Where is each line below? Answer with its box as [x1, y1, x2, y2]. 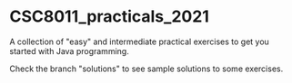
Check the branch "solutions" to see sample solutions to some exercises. [9, 63, 284, 74]
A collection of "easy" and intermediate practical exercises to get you [9, 36, 270, 47]
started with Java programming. [9, 45, 129, 56]
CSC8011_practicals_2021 [9, 6, 209, 27]
